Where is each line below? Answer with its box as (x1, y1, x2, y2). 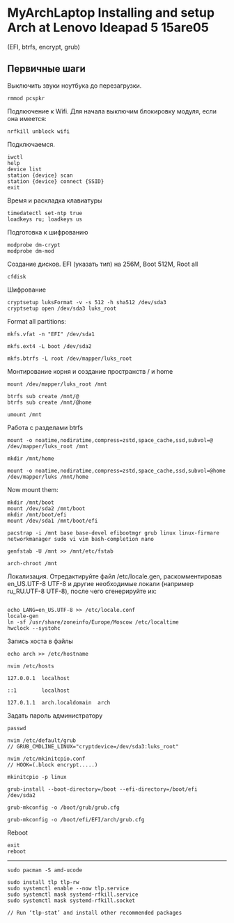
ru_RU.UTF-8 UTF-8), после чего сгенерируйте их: (7, 587, 157, 595)
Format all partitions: (7, 317, 66, 325)
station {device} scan (7, 172, 73, 179)
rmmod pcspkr (7, 95, 45, 102)
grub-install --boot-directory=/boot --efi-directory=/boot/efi (7, 785, 198, 793)
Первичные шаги (7, 63, 86, 74)
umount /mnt (7, 411, 42, 418)
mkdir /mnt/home (7, 455, 54, 462)
